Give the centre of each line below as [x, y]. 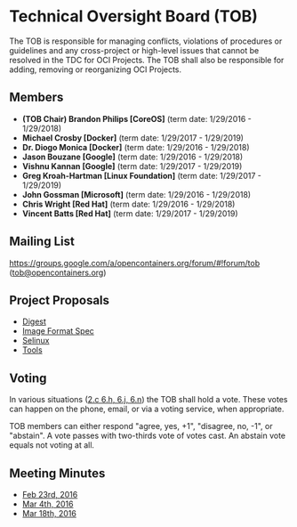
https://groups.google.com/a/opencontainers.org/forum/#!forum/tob [135, 263]
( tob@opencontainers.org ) [58, 272]
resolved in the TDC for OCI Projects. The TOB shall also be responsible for [147, 60]
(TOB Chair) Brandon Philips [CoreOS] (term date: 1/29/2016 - [136, 118]
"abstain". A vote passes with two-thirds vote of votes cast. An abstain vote [148, 436]
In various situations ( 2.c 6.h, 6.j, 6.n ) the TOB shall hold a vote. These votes [148, 400]
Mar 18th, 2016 [49, 513]
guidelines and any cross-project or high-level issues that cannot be [134, 50]
